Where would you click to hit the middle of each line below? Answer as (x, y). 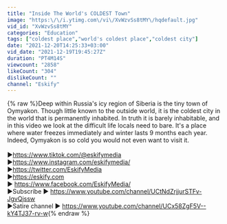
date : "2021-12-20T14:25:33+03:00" (58, 45)
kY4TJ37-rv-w (28, 214)
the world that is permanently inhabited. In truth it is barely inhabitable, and (113, 119)
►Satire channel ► (34, 206)
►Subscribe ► (28, 192)
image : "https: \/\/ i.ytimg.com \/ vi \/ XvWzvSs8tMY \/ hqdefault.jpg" (102, 20)
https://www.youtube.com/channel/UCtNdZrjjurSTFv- (126, 192)
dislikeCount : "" (32, 78)
